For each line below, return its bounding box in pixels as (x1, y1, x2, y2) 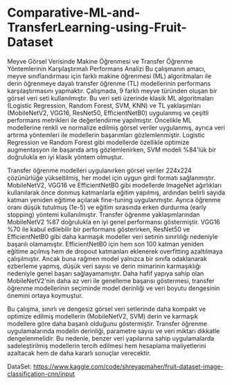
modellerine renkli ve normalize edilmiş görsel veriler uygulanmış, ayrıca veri (7, 123, 225, 132)
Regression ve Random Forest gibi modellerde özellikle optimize (7, 138, 190, 146)
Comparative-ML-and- (7, 5, 141, 21)
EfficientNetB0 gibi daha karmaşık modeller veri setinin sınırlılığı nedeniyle (7, 232, 218, 240)
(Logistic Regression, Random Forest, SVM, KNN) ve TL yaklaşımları (7, 101, 201, 109)
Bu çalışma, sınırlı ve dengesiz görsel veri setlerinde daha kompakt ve (7, 305, 206, 313)
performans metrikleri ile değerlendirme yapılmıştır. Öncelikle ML (7, 116, 192, 124)
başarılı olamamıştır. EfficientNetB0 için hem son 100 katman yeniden (7, 240, 204, 248)
